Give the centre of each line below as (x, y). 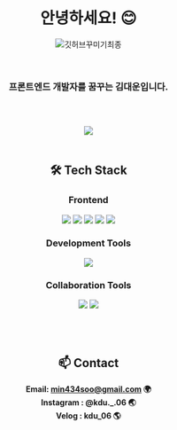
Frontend (88, 200)
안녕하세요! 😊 (88, 18)
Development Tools (88, 243)
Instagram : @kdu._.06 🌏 (88, 402)
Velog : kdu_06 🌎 (88, 415)
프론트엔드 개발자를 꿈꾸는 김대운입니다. (88, 87)
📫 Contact (88, 363)
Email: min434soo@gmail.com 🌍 (88, 389)
